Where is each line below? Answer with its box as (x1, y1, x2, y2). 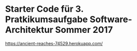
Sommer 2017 (55, 25, 113, 35)
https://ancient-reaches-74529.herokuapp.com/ (5, 40, 103, 46)
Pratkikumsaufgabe (5, 14, 88, 25)
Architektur (5, 25, 53, 35)
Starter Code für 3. (5, 3, 84, 15)
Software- (90, 14, 133, 25)
